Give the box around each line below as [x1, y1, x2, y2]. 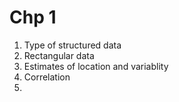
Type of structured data [23, 39, 122, 51]
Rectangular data [23, 49, 95, 61]
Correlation [23, 71, 71, 83]
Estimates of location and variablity [23, 60, 169, 72]
